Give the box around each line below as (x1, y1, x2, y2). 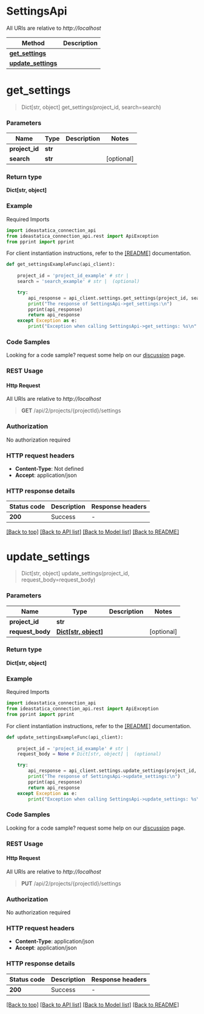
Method (21, 38, 45, 47)
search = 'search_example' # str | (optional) (17, 279, 140, 285)
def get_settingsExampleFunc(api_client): (6, 262, 115, 268)
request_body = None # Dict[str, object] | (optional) (17, 751, 162, 757)
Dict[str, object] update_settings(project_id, (21, 570, 130, 577)
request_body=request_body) (21, 576, 96, 583)
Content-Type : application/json (15, 938, 94, 945)
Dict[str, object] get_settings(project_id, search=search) (21, 103, 161, 111)
